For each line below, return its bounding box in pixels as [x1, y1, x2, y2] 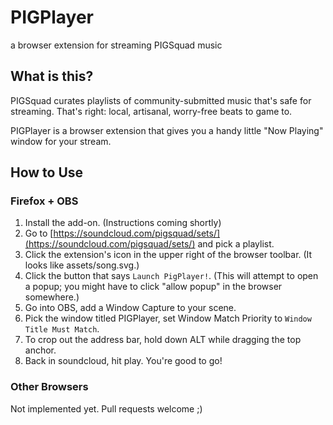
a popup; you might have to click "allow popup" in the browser [24, 281, 283, 293]
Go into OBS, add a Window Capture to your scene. [24, 302, 237, 314]
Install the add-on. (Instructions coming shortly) [24, 217, 222, 229]
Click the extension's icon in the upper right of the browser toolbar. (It [24, 249, 313, 261]
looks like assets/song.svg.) [24, 259, 140, 271]
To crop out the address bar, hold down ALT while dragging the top [24, 334, 302, 346]
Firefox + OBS [10, 194, 79, 208]
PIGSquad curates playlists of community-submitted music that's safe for [10, 94, 312, 106]
